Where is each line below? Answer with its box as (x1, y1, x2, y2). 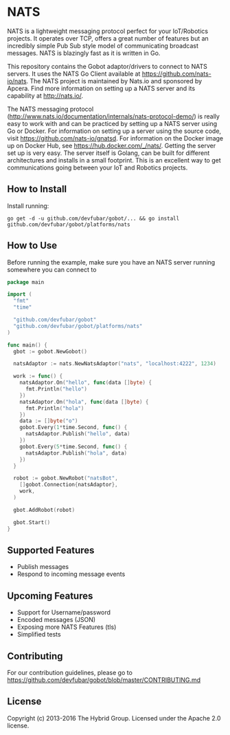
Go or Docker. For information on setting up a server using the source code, (7, 127, 222, 135)
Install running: (7, 201, 49, 210)
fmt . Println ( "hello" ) (25, 386, 88, 393)
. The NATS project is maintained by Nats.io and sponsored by (26, 76, 203, 85)
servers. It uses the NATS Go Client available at (7, 70, 141, 78)
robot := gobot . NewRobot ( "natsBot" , (13, 475, 118, 482)
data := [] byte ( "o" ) (19, 417, 78, 424)
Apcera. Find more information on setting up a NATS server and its (7, 84, 196, 92)
